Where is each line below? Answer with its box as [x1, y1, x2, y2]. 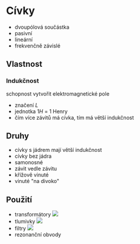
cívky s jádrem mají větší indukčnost [14, 147, 103, 154]
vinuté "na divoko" [14, 178, 60, 185]
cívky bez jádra [14, 152, 52, 160]
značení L [14, 101, 39, 109]
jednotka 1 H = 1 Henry [14, 107, 68, 115]
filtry [14, 225, 26, 232]
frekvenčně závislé [14, 42, 60, 49]
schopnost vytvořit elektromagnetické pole [6, 90, 110, 97]
